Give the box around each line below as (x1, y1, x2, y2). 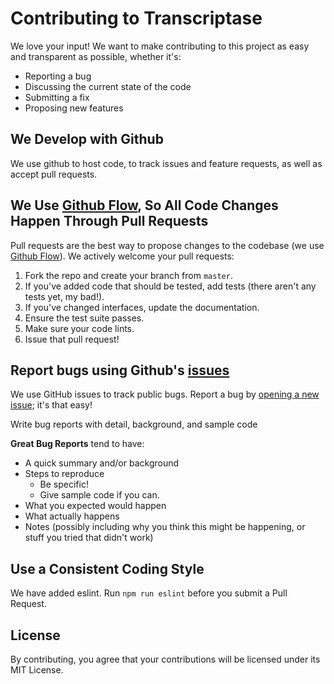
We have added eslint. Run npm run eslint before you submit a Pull (10, 587, 288, 599)
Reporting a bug (24, 70, 92, 82)
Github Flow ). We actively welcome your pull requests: (10, 250, 235, 262)
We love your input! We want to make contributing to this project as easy (10, 40, 310, 52)
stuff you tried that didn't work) (24, 532, 154, 544)
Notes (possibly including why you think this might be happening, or (24, 521, 306, 533)
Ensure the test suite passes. (24, 312, 145, 324)
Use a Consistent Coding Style (10, 560, 205, 577)
